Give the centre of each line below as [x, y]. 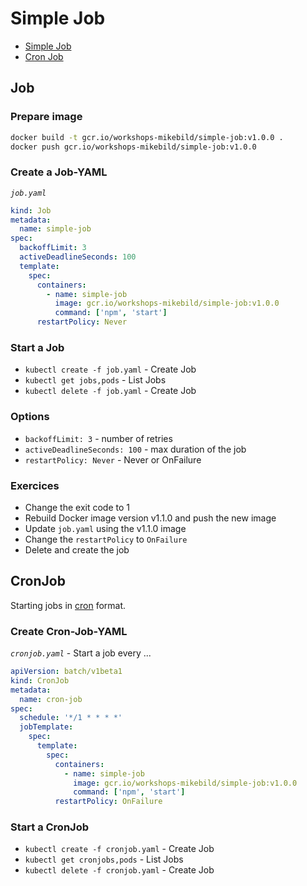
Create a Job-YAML [59, 172]
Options [30, 417]
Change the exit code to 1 [77, 507]
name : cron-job [51, 699]
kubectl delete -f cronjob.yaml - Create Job [119, 870]
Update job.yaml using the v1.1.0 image [105, 528]
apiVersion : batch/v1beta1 [66, 672]
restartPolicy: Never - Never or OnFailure [113, 459]
